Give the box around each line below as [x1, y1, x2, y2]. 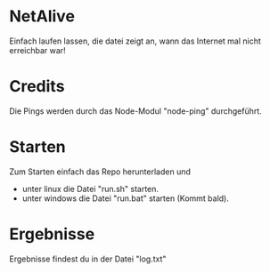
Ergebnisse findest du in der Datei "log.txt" [9, 253, 167, 264]
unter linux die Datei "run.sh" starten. [21, 183, 159, 194]
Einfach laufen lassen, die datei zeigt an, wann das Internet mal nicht [9, 36, 261, 46]
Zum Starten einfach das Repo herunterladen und [9, 166, 192, 177]
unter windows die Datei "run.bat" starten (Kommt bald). [21, 193, 229, 204]
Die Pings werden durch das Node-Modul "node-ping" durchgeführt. [9, 105, 263, 116]
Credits [9, 76, 65, 97]
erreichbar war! [9, 44, 66, 55]
